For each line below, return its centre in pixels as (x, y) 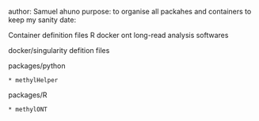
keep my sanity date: (42, 20)
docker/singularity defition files (59, 50)
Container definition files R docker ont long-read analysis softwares (118, 35)
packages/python (37, 66)
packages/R (28, 95)
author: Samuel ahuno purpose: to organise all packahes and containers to (130, 11)
